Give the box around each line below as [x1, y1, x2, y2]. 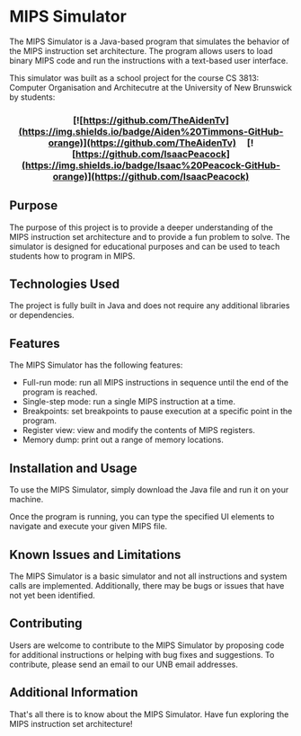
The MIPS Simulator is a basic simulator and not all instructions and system [9, 571, 288, 581]
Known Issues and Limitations [9, 546, 181, 563]
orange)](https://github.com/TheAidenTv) [48, 137, 236, 149]
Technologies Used [9, 277, 120, 292]
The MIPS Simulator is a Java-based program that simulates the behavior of [9, 36, 290, 47]
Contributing [9, 616, 83, 631]
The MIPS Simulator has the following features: [9, 359, 183, 370]
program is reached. [22, 386, 98, 397]
